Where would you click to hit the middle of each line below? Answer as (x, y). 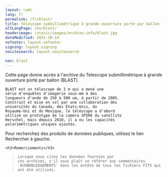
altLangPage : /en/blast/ (31, 28)
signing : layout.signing (31, 47)
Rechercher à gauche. (28, 139)
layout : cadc (19, 10)
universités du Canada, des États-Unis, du (51, 107)
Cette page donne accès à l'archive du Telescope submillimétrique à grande (84, 75)
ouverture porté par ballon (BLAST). (42, 80)
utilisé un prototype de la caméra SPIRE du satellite (63, 115)
